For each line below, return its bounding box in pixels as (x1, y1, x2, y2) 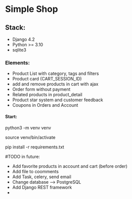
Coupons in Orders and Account (12, 102, 78, 108)
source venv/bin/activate (5, 134, 56, 140)
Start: (5, 113, 17, 120)
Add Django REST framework (12, 184, 72, 190)
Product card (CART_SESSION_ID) (12, 76, 82, 82)
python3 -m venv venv (5, 125, 51, 131)
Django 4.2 (12, 36, 35, 42)
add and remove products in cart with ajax (12, 81, 99, 87)
